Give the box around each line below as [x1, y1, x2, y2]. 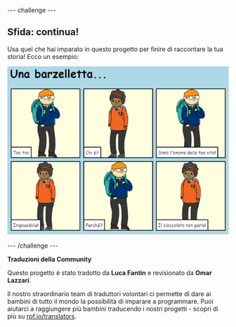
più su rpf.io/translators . [7, 312, 77, 320]
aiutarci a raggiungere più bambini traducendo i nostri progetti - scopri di [7, 305, 219, 313]
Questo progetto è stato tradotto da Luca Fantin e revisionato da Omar [7, 268, 212, 276]
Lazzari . [7, 276, 32, 284]
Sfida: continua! [7, 26, 79, 38]
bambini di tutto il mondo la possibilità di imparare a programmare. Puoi [7, 297, 214, 305]
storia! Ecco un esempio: [7, 52, 79, 60]
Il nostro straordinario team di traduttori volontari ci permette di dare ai [7, 289, 211, 298]
